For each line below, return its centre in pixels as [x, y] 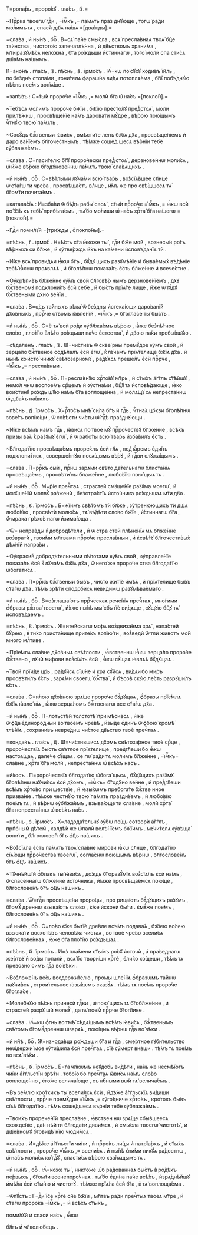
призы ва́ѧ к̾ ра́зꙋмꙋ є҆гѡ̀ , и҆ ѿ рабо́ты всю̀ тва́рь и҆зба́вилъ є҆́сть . [86, 436]
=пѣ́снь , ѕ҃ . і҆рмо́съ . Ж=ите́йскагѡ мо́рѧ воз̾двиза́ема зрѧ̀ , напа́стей [93, 626]
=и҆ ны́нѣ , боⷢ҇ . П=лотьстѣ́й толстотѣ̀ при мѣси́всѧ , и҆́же [75, 716]
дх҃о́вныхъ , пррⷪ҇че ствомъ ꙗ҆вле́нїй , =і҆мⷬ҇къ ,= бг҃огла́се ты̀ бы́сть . [88, 314]
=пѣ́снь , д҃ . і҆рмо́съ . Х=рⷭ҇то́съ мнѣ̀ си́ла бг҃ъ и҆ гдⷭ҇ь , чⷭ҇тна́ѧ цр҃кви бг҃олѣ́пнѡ [98, 410]
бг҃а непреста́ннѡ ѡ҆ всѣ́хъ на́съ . [47, 810]
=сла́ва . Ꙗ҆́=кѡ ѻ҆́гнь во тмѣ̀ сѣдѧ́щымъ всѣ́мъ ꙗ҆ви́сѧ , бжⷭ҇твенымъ [90, 1022]
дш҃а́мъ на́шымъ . [28, 59]
